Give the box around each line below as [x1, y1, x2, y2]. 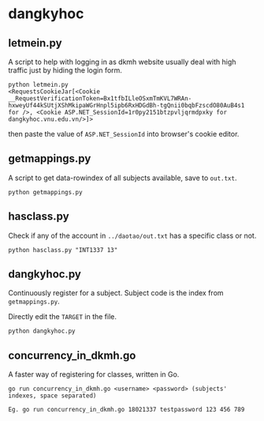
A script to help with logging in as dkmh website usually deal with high [8, 57, 236, 66]
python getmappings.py [8, 188, 83, 196]
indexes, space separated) [8, 392, 97, 400]
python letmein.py [8, 81, 69, 88]
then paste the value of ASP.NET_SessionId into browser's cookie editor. [8, 130, 240, 138]
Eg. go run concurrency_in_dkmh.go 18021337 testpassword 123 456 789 [8, 406, 245, 414]
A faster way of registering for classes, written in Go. [8, 370, 180, 379]
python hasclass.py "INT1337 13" [8, 246, 118, 254]
